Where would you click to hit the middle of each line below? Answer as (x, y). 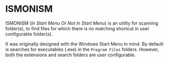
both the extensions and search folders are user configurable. (70, 55)
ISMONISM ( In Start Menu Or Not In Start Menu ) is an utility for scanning (82, 23)
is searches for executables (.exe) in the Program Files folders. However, (82, 49)
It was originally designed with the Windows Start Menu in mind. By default (84, 44)
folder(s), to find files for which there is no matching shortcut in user (77, 28)
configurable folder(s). (29, 34)
